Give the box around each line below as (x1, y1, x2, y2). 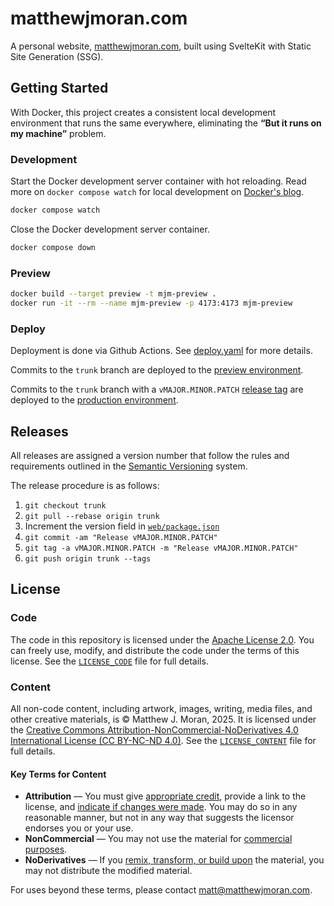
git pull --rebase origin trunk (24, 511, 160, 521)
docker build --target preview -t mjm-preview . (10, 289, 217, 299)
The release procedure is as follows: (10, 479, 160, 491)
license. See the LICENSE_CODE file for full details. (10, 655, 209, 667)
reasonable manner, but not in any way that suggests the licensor (24, 812, 295, 824)
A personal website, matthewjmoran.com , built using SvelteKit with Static (10, 40, 312, 52)
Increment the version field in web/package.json (24, 520, 220, 532)
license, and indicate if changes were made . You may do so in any (24, 801, 298, 813)
